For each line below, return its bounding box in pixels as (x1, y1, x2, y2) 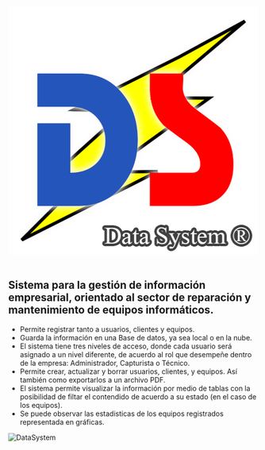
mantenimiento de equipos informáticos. (8, 303, 214, 317)
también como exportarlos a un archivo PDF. (19, 375, 166, 384)
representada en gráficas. (19, 417, 105, 426)
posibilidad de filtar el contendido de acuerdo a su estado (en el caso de (19, 391, 257, 402)
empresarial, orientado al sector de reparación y (8, 291, 252, 305)
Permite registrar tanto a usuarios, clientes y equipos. (19, 324, 195, 334)
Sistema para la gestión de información (8, 279, 206, 292)
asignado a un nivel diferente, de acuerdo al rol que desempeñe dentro (19, 349, 252, 359)
